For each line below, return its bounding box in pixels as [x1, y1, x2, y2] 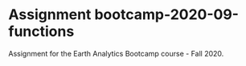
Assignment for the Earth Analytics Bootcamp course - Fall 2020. [8, 49, 224, 58]
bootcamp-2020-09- [94, 6, 240, 24]
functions [8, 22, 75, 41]
